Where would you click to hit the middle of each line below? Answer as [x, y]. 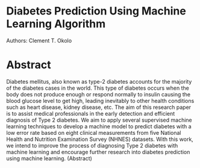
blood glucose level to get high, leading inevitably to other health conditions [100, 101]
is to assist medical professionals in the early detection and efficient [91, 113]
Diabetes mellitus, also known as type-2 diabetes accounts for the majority [99, 81]
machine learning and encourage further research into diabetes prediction [98, 152]
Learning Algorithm [56, 24]
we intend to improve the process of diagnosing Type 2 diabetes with [92, 145]
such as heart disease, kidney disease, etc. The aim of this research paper [99, 107]
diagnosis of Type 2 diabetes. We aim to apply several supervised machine [99, 120]
